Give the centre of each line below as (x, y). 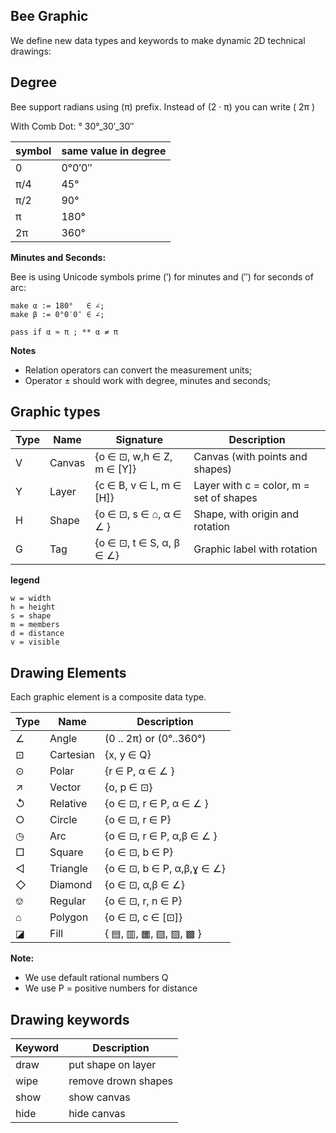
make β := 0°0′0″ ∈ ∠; (57, 314)
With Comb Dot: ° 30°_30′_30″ (72, 126)
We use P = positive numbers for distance (111, 988)
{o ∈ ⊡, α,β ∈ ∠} (144, 885)
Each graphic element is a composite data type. (108, 697)
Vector (65, 787)
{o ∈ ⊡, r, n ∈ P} (143, 901)
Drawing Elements (68, 672)
